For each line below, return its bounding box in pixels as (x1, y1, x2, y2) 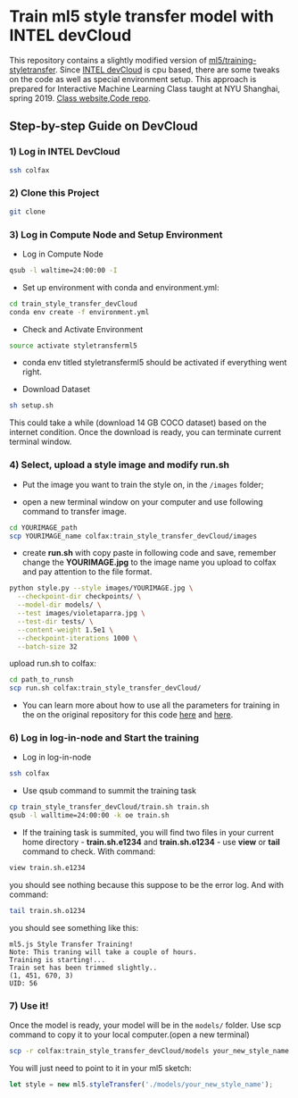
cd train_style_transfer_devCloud (9, 299, 138, 308)
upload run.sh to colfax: (9, 658, 96, 669)
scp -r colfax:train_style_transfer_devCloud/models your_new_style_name (9, 1047, 290, 1056)
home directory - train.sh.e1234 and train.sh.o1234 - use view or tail (21, 837, 280, 848)
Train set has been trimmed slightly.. (9, 963, 158, 972)
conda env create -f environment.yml (9, 307, 150, 316)
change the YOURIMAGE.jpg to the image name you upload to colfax (21, 557, 277, 568)
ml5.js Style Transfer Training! (9, 940, 134, 949)
